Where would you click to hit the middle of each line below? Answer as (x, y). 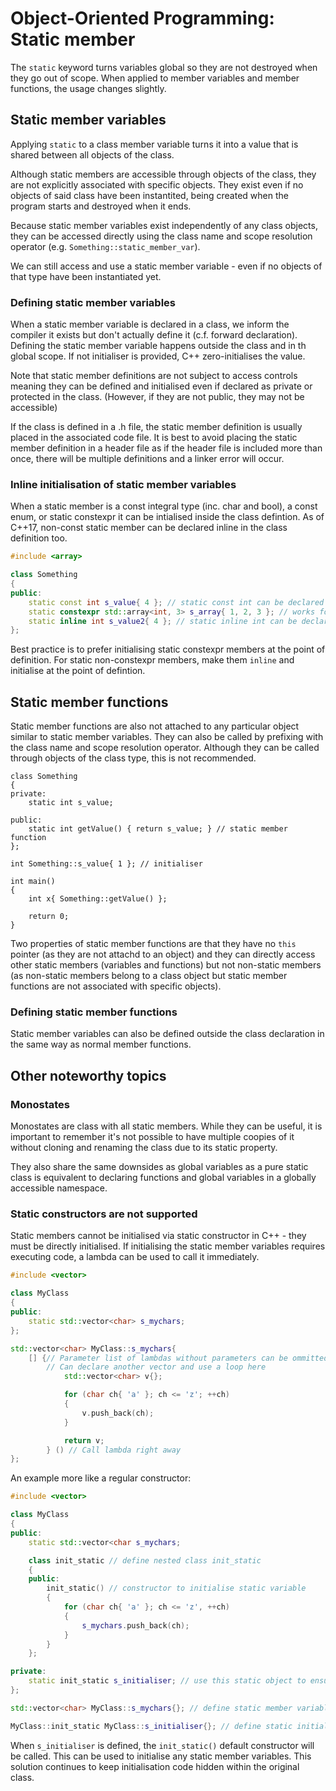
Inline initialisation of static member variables (123, 484)
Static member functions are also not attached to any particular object (155, 726)
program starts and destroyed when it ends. (101, 206)
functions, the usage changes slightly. (88, 88)
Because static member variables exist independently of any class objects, (164, 225)
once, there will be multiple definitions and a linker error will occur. (147, 459)
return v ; (84, 1440)
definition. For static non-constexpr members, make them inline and (152, 660)
